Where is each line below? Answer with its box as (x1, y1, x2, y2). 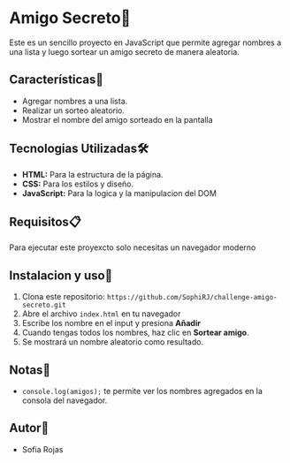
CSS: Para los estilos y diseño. (21, 178, 134, 189)
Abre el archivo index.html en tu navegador (21, 308, 181, 319)
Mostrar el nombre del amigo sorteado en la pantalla (21, 114, 214, 125)
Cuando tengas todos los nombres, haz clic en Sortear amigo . (21, 327, 249, 338)
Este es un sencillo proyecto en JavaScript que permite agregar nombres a (9, 37, 282, 48)
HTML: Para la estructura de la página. (21, 169, 164, 179)
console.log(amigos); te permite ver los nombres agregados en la (21, 386, 263, 396)
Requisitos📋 (9, 214, 81, 229)
